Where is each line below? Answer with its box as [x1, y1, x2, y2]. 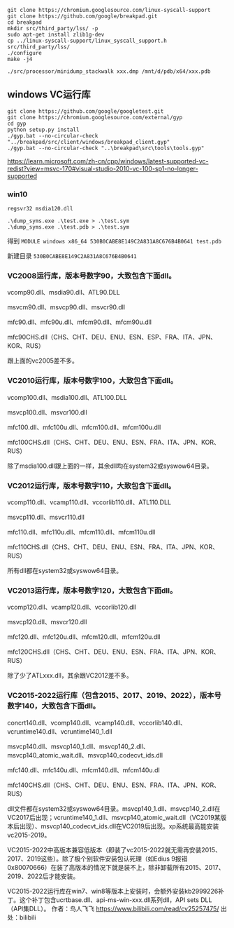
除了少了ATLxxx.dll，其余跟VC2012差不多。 [7, 671, 133, 680]
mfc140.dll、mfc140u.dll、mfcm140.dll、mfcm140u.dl [7, 765, 160, 774]
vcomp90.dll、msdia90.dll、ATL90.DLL [7, 288, 120, 297]
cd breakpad [7, 19, 42, 26]
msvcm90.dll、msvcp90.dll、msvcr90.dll [7, 303, 126, 311]
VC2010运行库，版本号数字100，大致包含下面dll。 [7, 376, 178, 386]
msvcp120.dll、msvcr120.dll [7, 618, 87, 626]
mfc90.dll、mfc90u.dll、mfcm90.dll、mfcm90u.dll [7, 318, 152, 326]
